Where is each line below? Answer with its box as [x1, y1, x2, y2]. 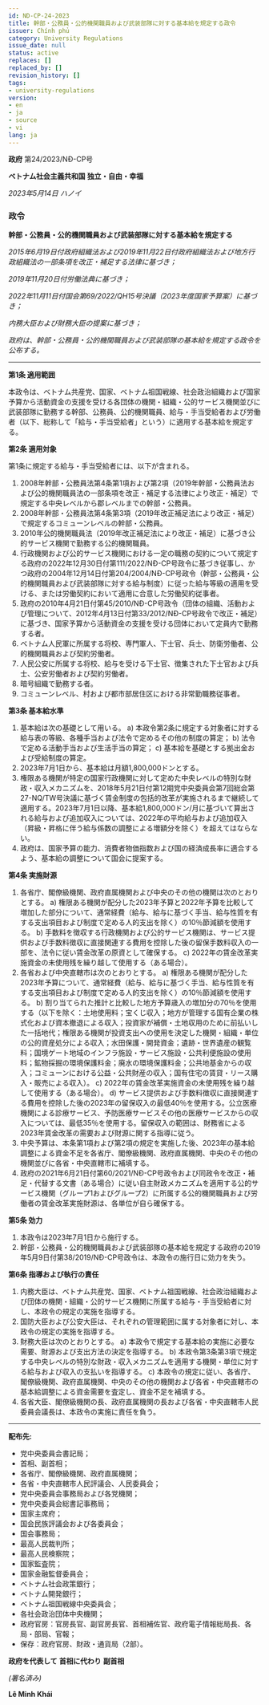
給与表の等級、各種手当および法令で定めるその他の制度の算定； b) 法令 [19, 733, 256, 742]
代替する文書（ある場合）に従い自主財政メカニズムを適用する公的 [34, 1178, 252, 1187]
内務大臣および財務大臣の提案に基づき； [8, 318, 142, 327]
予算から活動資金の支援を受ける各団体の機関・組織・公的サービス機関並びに [8, 396, 261, 406]
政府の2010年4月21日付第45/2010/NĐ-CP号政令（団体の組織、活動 [19, 599, 242, 608]
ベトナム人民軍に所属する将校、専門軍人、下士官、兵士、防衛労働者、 [19, 639, 252, 648]
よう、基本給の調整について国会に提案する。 [19, 853, 168, 863]
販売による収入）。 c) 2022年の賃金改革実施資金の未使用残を [34, 1078, 234, 1087]
